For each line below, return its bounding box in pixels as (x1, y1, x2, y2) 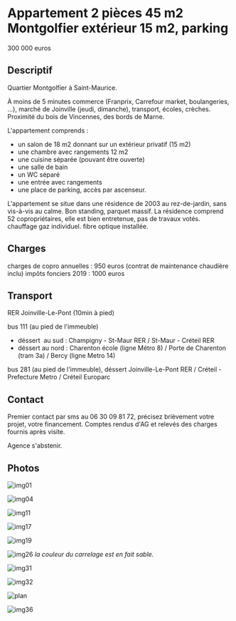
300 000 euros (7, 43, 51, 52)
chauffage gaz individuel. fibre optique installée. (7, 222, 149, 230)
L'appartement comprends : (7, 126, 89, 135)
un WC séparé (17, 170, 60, 179)
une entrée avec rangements (17, 178, 102, 186)
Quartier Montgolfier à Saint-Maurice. (7, 83, 117, 92)
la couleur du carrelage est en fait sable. (34, 550, 154, 558)
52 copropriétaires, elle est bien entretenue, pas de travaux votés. (7, 214, 200, 222)
